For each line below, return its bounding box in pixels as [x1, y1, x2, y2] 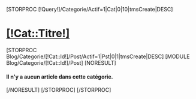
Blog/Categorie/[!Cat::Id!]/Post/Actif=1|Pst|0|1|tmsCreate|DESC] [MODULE [6, 53, 190, 60]
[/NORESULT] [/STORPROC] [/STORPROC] [6, 86, 111, 94]
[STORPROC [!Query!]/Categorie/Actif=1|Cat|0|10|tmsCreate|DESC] [6, 6, 173, 13]
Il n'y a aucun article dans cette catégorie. [6, 73, 113, 80]
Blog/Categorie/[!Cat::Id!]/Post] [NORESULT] [6, 59, 116, 66]
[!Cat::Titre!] [6, 27, 70, 40]
